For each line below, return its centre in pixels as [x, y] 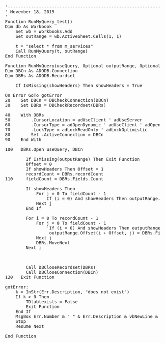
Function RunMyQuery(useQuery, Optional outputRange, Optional [83, 66]
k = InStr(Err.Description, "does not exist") [72, 292]
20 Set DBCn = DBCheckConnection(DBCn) [57, 100]
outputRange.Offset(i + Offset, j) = [94, 233]
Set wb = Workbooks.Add [44, 31]
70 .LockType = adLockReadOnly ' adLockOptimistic [76, 130]
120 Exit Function [30, 277]
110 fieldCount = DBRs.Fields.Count [55, 179]
